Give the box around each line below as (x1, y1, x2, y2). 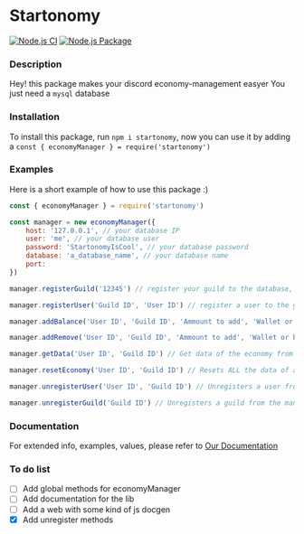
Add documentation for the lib (22, 493, 135, 504)
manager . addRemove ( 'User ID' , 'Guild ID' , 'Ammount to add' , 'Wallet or (9, 333, 290, 342)
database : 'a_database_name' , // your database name (25, 251, 229, 260)
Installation (9, 110, 61, 123)
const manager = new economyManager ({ (9, 218, 156, 227)
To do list (9, 463, 51, 475)
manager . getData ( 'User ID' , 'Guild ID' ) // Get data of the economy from (9, 350, 294, 359)
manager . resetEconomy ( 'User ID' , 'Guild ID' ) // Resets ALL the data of (9, 366, 290, 375)
